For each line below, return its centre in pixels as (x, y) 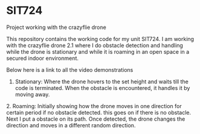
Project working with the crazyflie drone (56, 27)
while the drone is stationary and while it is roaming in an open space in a (98, 51)
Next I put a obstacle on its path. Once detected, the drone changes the (96, 119)
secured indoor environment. (42, 58)
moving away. (32, 94)
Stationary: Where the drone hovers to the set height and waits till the (102, 81)
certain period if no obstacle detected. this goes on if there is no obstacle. (99, 112)
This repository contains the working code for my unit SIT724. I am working (100, 39)
